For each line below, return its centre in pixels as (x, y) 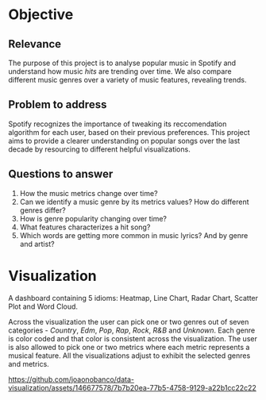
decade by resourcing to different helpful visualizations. (99, 149)
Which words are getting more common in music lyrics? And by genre (134, 235)
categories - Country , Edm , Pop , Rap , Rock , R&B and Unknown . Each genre (132, 330)
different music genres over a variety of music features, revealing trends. (127, 80)
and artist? (37, 244)
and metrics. (29, 363)
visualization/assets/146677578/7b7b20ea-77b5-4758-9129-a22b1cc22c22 (132, 387)
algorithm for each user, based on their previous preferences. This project (129, 132)
